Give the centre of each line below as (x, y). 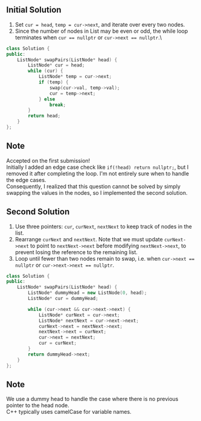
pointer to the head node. (38, 405)
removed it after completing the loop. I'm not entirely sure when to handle (97, 173)
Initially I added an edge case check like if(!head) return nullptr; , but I (97, 167)
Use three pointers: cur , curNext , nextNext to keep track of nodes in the (103, 226)
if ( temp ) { (53, 82)
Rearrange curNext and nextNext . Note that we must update (89, 239)
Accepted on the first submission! (48, 160)
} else (47, 99)
